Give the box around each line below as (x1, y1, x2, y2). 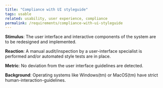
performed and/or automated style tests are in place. (5, 54, 111, 59)
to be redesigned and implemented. (5, 39, 77, 45)
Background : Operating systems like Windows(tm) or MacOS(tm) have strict (5, 72, 158, 78)
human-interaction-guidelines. (5, 77, 66, 83)
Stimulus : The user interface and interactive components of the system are (5, 34, 156, 40)
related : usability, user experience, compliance (5, 16, 108, 21)
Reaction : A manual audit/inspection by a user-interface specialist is (5, 48, 143, 54)
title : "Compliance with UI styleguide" (5, 7, 89, 12)
